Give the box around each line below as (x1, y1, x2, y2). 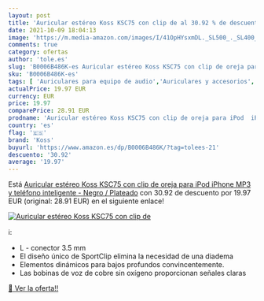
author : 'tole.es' (8, 56, 68, 64)
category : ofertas (8, 48, 68, 56)
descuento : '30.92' (8, 150, 72, 158)
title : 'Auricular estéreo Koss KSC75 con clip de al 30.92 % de (8, 19, 226, 27)
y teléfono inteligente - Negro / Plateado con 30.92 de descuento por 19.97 (8, 188, 251, 198)
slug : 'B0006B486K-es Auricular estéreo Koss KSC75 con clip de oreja (8, 63, 244, 71)
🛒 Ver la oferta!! (8, 284, 59, 293)
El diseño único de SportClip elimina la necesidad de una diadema (19, 251, 234, 261)
